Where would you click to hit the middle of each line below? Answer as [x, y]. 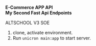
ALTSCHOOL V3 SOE [28, 23]
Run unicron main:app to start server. [52, 38]
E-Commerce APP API [29, 7]
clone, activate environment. [43, 32]
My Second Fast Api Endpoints [39, 13]
